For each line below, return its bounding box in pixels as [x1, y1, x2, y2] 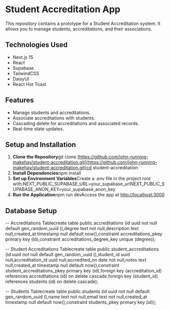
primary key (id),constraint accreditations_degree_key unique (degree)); [5, 236, 156, 242]
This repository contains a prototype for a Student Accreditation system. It [5, 20, 161, 26]
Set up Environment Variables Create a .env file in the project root [12, 176, 151, 182]
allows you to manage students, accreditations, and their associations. [5, 25, 152, 32]
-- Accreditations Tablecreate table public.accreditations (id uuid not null [5, 220, 157, 226]
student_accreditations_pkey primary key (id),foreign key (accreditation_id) [5, 268, 162, 274]
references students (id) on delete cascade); [5, 278, 98, 285]
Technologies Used [5, 41, 67, 49]
